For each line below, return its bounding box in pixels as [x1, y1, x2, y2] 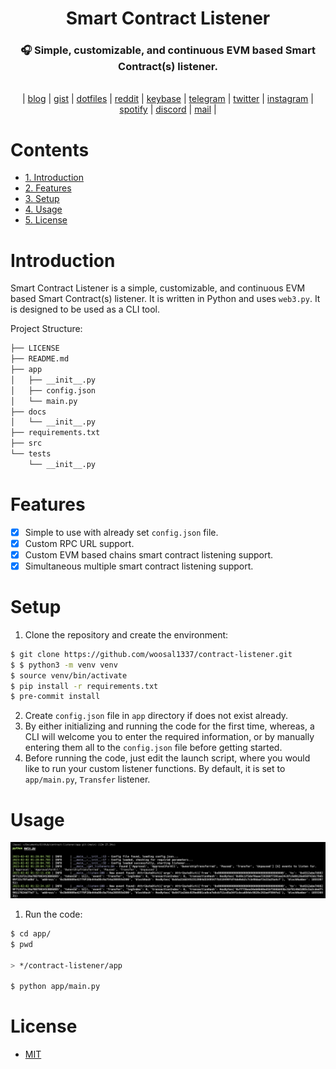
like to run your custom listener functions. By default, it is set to [24, 763, 286, 775]
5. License [24, 214, 68, 226]
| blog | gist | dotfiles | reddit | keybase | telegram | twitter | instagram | [22, 93, 314, 105]
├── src [10, 438, 43, 449]
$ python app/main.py [10, 982, 101, 992]
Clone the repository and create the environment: [24, 628, 229, 641]
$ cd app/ [10, 928, 52, 939]
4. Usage [24, 203, 63, 216]
